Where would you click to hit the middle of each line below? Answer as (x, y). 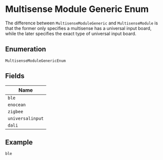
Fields (15, 76)
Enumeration (26, 49)
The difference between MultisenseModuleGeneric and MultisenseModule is (82, 23)
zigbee (15, 111)
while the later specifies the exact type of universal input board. (71, 33)
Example (19, 142)
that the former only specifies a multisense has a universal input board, (78, 28)
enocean (17, 105)
